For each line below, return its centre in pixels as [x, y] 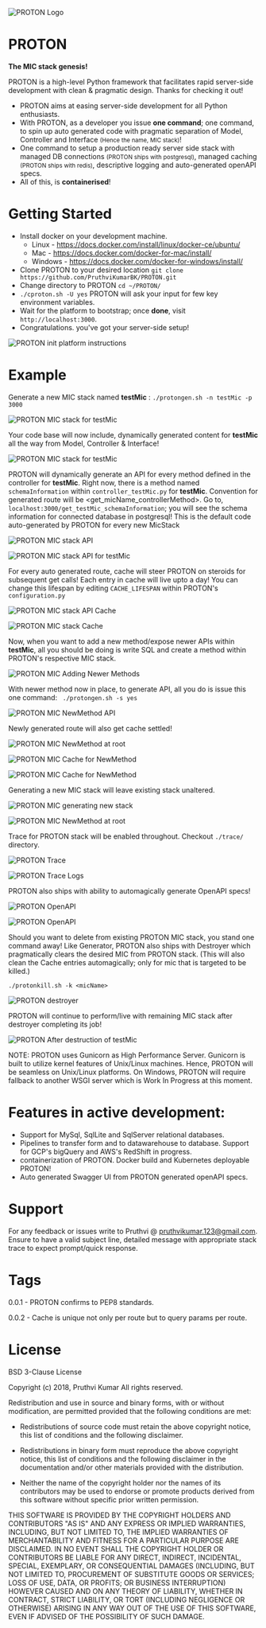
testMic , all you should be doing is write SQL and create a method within [127, 649]
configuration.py [37, 596]
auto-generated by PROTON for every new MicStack [94, 524]
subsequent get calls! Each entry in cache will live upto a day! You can [123, 579]
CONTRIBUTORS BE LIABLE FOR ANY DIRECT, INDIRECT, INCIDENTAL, [125, 1557]
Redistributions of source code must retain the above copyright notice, [135, 1426]
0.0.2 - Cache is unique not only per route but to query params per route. [128, 1318]
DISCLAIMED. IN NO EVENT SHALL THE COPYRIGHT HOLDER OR [116, 1548]
